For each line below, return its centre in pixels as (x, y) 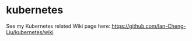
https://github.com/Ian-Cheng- (149, 26)
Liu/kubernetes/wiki (30, 32)
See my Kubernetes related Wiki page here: (58, 26)
